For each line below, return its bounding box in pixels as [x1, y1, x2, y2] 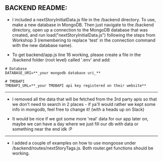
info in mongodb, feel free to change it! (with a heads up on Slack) [12, 106, 145, 112]
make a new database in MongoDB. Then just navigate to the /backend [12, 22, 154, 28]
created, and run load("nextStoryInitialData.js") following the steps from [12, 32, 156, 38]
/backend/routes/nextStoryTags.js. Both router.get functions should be [12, 145, 154, 151]
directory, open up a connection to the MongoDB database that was [12, 27, 148, 33]
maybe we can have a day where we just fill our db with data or [12, 121, 139, 127]
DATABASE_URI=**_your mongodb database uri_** [5, 70, 101, 75]
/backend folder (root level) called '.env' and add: [12, 57, 111, 62]
